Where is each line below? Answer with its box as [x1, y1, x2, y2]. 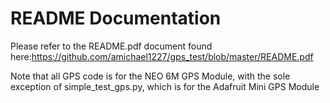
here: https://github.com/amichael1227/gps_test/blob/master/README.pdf [10, 50, 314, 62]
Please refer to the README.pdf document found [10, 40, 213, 52]
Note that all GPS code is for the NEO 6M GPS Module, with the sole [10, 70, 291, 82]
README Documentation [10, 7, 222, 30]
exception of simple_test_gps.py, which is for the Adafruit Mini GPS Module [10, 80, 320, 92]
